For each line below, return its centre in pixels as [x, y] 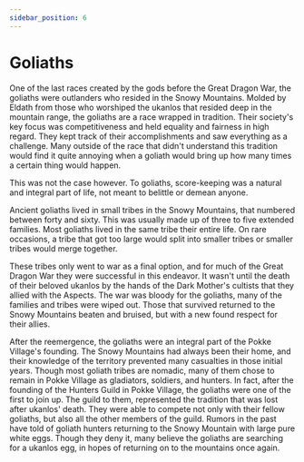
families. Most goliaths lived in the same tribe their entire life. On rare [138, 229]
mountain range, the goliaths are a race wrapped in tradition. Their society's [152, 117]
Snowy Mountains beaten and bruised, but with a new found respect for [144, 314]
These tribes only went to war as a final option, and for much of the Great [147, 266]
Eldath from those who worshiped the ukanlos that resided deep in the [141, 107]
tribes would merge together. [64, 248]
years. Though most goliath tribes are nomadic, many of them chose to [142, 370]
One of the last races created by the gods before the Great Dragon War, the [151, 88]
